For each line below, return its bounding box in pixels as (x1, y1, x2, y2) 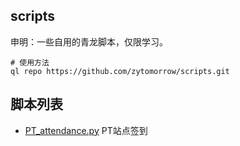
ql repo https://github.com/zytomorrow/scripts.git (10, 66, 230, 76)
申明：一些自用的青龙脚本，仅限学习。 (10, 35, 168, 48)
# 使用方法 (10, 57, 50, 68)
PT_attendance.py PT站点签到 (24, 124, 148, 136)
